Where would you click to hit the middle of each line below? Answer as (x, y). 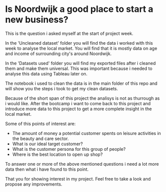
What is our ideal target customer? (48, 144)
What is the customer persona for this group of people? (69, 149)
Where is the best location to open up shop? (57, 154)
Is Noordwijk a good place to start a (79, 9)
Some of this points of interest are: (40, 124)
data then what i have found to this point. (47, 169)
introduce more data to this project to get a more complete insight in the (79, 109)
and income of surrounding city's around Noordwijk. (58, 54)
